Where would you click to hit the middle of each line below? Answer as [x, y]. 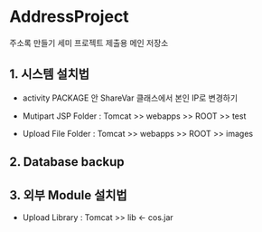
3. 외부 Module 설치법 [68, 195]
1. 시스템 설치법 [50, 74]
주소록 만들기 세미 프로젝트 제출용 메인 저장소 [89, 43]
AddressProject [69, 17]
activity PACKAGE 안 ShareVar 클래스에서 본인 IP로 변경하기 [130, 98]
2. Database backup [67, 162]
